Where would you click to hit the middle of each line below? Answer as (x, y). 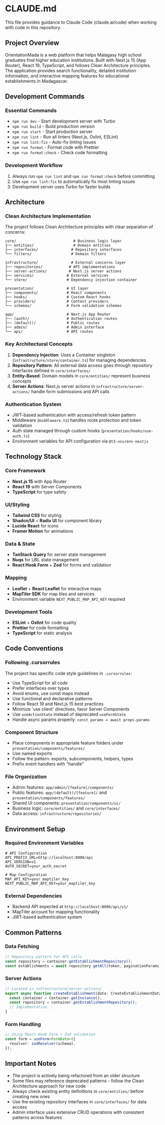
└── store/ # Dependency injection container (71, 280)
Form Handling (23, 1024)
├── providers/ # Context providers (57, 302)
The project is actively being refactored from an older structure (76, 1075)
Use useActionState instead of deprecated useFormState (69, 714)
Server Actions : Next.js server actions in (54, 386)
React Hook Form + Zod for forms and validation (62, 565)
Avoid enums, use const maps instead (51, 693)
